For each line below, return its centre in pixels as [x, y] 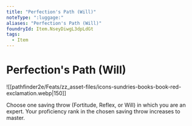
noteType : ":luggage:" [35, 18]
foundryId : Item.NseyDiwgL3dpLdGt [50, 29]
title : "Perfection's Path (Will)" [51, 12]
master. [16, 118]
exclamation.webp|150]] [36, 93]
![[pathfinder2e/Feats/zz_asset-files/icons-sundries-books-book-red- [94, 87]
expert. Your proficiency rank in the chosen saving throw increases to [93, 111]
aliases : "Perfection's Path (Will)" [54, 23]
